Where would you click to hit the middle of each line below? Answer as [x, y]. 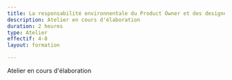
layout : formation [33, 45]
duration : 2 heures [35, 26]
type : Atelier [28, 32]
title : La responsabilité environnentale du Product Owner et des [105, 13]
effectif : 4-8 [28, 39]
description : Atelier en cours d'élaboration [74, 20]
